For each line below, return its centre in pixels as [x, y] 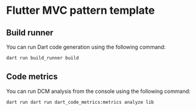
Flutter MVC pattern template [81, 10]
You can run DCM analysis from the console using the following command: [98, 91]
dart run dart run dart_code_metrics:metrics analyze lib [80, 102]
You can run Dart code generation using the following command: [86, 47]
